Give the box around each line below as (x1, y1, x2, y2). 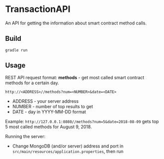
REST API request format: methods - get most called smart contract (5, 74, 145, 80)
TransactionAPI (5, 3, 71, 15)
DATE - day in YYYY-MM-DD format (12, 109, 86, 115)
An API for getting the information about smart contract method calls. (5, 20, 147, 26)
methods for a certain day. (5, 80, 60, 86)
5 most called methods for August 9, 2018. (5, 124, 92, 130)
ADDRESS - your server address (12, 98, 79, 104)
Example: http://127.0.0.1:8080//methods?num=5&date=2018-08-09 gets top (5, 118, 159, 124)
